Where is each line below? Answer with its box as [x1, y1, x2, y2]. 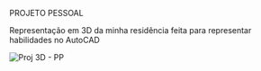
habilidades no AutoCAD [9, 35, 101, 45]
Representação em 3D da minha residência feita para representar [9, 25, 252, 35]
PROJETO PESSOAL [9, 8, 84, 18]
